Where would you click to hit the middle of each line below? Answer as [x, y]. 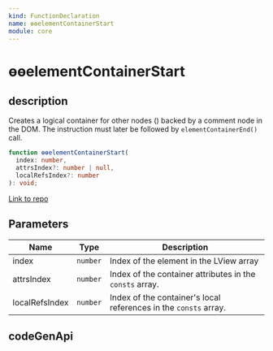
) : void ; [23, 183]
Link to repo [28, 198]
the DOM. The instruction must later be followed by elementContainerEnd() [133, 129]
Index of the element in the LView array [184, 261]
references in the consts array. [167, 307]
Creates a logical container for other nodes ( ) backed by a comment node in [135, 121]
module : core [30, 31]
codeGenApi [41, 336]
